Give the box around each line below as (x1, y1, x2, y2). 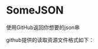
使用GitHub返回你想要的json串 (6, 24, 80, 31)
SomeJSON (6, 4, 64, 17)
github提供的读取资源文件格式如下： (6, 36, 94, 43)
